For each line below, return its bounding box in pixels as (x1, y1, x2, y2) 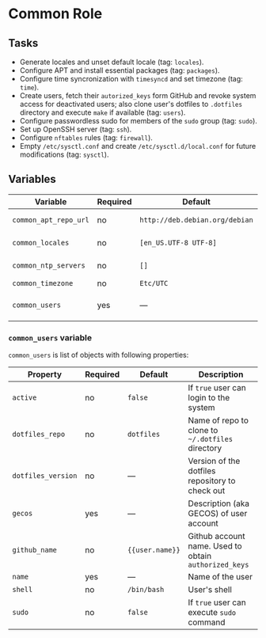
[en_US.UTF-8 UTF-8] (139, 238, 217, 247)
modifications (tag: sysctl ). (19, 150, 109, 159)
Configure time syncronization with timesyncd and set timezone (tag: (19, 74, 243, 83)
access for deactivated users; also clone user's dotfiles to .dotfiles (19, 100, 243, 108)
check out (188, 485, 226, 496)
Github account (188, 531, 245, 542)
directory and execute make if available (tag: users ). (19, 108, 186, 117)
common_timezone (12, 279, 74, 287)
